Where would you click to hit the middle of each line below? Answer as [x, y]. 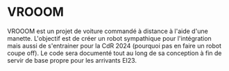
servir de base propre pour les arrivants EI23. [72, 60]
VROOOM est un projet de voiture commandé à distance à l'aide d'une [108, 31]
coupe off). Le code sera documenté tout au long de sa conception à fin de [114, 53]
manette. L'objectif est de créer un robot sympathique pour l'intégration [109, 38]
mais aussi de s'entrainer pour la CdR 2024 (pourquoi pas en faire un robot [114, 45]
